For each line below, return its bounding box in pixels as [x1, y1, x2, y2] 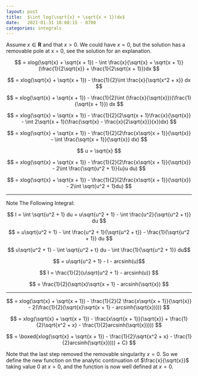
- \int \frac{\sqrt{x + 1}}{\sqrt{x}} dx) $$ [50, 136, 148, 143]
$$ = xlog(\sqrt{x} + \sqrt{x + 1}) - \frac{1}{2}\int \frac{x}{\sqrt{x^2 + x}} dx [7, 77, 191, 84]
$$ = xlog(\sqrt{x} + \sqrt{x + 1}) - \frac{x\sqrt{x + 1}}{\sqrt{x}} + [9, 315, 169, 322]
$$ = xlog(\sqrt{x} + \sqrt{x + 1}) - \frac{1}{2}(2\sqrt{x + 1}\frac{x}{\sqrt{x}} [6, 112, 192, 119]
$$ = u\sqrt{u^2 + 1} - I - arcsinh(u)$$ [52, 258, 146, 265]
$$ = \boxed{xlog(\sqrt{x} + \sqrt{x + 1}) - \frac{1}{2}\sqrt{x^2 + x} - [6, 333, 173, 340]
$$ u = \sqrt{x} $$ [77, 147, 121, 154]
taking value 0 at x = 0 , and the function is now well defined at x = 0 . [6, 363, 174, 370]
